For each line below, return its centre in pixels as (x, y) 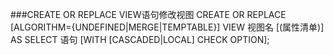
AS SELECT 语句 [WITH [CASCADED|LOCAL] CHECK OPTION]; (140, 39)
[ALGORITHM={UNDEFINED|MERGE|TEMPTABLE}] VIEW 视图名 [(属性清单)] (167, 27)
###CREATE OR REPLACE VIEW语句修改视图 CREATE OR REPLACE (148, 14)
